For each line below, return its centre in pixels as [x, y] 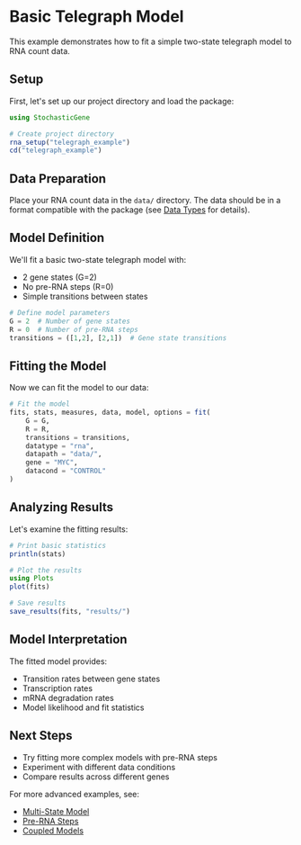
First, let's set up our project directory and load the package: [122, 101]
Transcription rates [57, 688]
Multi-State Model [56, 811]
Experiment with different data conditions [99, 767]
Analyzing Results [62, 507]
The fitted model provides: [58, 661]
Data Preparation [58, 179]
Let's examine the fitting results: [69, 529]
